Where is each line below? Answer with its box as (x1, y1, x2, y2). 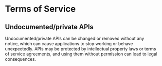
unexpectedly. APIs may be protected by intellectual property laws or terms (5, 46, 157, 51)
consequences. (5, 56, 36, 62)
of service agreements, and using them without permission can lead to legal (5, 51, 157, 57)
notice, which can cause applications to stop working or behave (5, 41, 133, 47)
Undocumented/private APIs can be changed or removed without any (5, 35, 144, 41)
